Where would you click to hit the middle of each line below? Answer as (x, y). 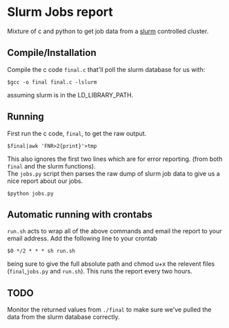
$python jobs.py (30, 193)
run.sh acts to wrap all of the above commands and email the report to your (114, 231)
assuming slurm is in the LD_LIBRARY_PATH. (70, 95)
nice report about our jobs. (45, 181)
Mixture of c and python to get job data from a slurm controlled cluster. (108, 31)
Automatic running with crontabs (80, 214)
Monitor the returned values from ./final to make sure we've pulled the (109, 310)
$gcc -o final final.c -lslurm (52, 82)
